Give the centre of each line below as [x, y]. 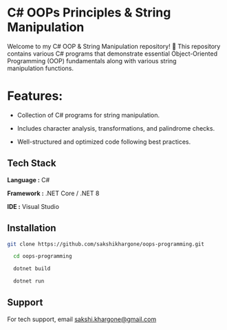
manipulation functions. [41, 68]
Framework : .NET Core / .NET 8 [53, 193]
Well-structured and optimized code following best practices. [104, 142]
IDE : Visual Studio [33, 206]
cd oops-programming [43, 256]
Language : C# [29, 179]
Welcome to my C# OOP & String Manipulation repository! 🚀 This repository [114, 46]
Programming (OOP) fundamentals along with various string [92, 60]
